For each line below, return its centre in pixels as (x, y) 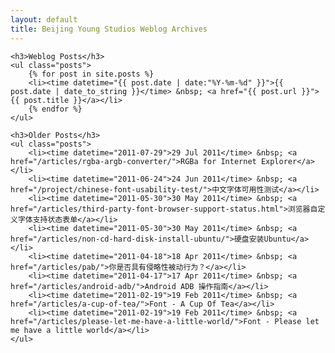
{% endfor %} (55, 109)
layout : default (44, 19)
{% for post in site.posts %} (91, 74)
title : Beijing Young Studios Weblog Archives (109, 29)
